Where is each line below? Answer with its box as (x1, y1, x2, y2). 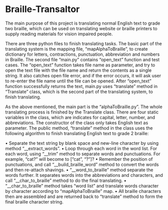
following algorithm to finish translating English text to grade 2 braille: (5, 130, 149, 136)
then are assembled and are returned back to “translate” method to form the (5, 193, 163, 199)
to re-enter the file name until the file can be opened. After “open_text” (5, 78, 152, 84)
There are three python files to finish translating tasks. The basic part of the (5, 40, 162, 46)
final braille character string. (5, 198, 64, 204)
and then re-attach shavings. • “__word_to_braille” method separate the (5, 167, 153, 173)
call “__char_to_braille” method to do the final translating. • (5, 177, 127, 183)
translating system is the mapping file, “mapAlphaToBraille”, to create (5, 46, 148, 52)
